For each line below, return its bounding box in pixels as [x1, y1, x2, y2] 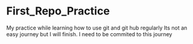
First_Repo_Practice [6, 4, 110, 18]
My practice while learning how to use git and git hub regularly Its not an [6, 24, 188, 31]
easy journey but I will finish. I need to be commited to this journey [6, 30, 172, 37]
